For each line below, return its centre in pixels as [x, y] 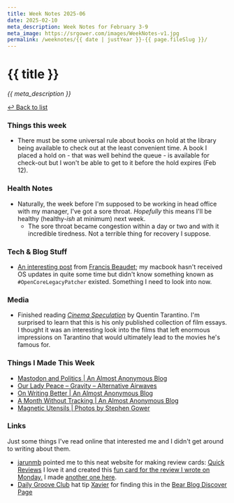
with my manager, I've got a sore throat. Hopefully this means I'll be [115, 211]
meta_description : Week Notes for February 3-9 [78, 27]
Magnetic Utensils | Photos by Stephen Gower [83, 408]
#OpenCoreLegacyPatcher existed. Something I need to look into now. [115, 281]
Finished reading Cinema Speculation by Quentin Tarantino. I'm [109, 315]
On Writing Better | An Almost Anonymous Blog [85, 393]
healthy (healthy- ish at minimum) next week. [81, 218]
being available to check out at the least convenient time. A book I [112, 148]
